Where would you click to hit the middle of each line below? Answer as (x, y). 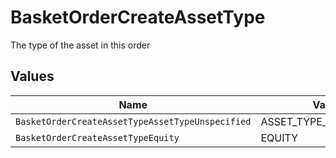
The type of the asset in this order (80, 45)
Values (32, 76)
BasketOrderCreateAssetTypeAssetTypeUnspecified (133, 121)
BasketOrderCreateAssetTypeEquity (97, 137)
